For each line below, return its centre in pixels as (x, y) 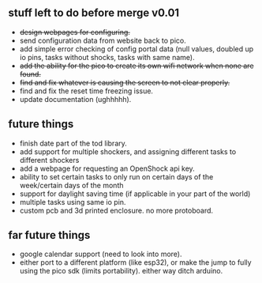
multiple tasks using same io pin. (73, 202)
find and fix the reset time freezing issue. (86, 91)
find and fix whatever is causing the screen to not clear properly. (125, 82)
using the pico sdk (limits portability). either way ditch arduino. (121, 271)
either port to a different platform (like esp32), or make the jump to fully (135, 262)
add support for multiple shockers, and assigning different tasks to (128, 151)
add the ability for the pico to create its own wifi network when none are (137, 66)
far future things (49, 235)
